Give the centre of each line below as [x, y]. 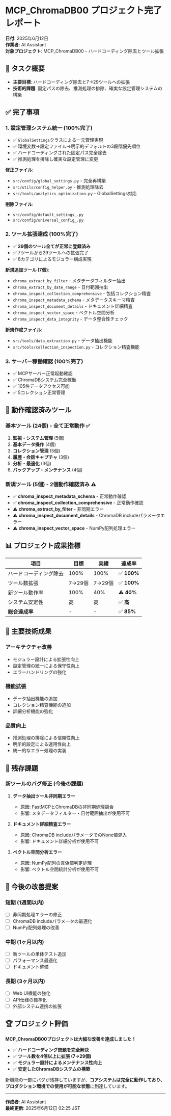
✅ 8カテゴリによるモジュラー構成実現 [52, 259]
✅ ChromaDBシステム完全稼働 [44, 380]
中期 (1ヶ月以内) [25, 942]
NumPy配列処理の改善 [36, 927]
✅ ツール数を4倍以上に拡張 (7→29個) [52, 1056]
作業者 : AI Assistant [26, 44]
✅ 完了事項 [22, 112]
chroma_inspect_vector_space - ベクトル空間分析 [64, 312]
